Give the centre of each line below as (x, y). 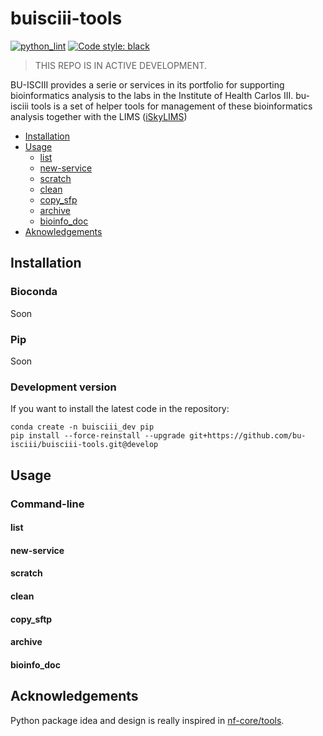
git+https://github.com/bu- (248, 436)
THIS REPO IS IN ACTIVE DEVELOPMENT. (121, 65)
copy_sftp (31, 619)
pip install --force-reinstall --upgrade (98, 436)
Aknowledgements (63, 231)
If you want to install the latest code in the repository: (120, 409)
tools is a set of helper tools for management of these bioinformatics (171, 106)
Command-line (47, 504)
